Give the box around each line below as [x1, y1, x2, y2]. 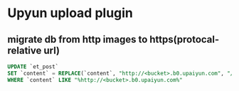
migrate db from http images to [7, 33, 148, 45]
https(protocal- [149, 33, 220, 45]
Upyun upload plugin [7, 5, 134, 21]
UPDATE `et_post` [7, 63, 59, 70]
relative [7, 44, 42, 56]
